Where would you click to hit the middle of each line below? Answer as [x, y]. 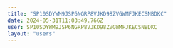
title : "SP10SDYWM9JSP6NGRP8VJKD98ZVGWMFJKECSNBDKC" [87, 14]
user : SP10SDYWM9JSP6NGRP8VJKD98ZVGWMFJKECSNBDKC [83, 27]
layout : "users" [31, 34]
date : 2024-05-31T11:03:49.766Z [55, 20]
